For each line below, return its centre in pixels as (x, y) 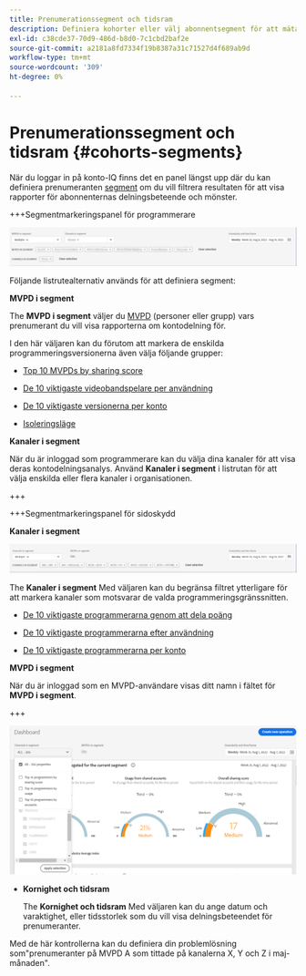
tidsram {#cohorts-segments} (126, 152)
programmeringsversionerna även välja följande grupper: (117, 353)
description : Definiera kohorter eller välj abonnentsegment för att (144, 29)
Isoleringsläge (49, 423)
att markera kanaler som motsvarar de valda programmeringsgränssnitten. (149, 598)
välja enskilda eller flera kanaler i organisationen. (101, 478)
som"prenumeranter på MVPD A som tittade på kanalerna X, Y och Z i (140, 953)
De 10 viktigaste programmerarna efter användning (118, 632)
